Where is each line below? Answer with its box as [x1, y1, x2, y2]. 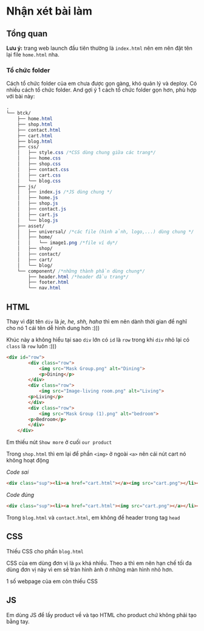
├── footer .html [28, 279, 69, 286]
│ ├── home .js [17, 195, 59, 201]
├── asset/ [17, 223, 45, 229]
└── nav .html [28, 285, 61, 291]
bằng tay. [6, 618, 30, 625]
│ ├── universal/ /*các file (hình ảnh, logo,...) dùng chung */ [17, 229, 194, 235]
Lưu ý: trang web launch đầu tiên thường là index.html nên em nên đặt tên [6, 44, 193, 52]
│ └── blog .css [17, 178, 61, 184]
